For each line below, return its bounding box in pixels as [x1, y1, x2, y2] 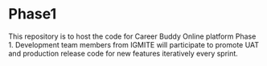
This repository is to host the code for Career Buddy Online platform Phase [8, 31, 257, 41]
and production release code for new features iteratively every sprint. [8, 48, 239, 58]
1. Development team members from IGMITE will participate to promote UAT [8, 39, 260, 49]
